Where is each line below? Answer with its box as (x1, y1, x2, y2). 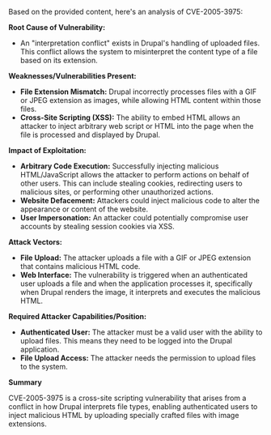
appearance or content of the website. (19, 204, 148, 214)
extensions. (8, 419, 47, 429)
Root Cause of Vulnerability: (8, 23, 106, 32)
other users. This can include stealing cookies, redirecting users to (19, 178, 243, 188)
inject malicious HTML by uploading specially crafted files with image (8, 411, 239, 420)
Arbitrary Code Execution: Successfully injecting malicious (19, 161, 219, 171)
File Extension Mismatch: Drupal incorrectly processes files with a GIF (19, 87, 257, 96)
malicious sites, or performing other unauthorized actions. (19, 187, 214, 197)
